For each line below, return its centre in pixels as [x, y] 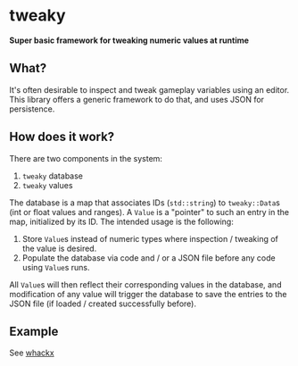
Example [34, 331]
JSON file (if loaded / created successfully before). [103, 304]
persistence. [32, 109]
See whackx [32, 353]
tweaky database [52, 176]
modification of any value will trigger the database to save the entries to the [148, 294]
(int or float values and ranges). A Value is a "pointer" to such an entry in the [149, 212]
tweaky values [47, 185]
